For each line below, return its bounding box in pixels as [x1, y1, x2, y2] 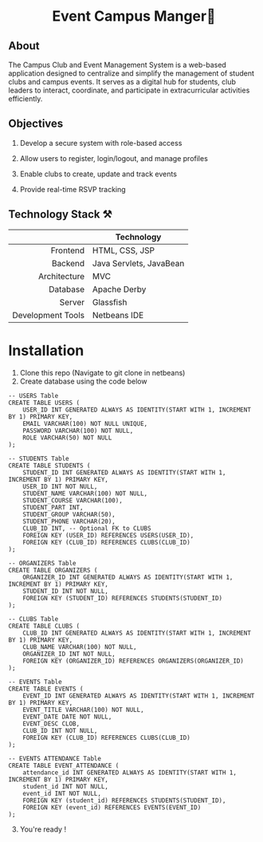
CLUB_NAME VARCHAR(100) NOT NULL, [22, 643, 137, 651]
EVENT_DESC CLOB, [22, 719, 80, 728]
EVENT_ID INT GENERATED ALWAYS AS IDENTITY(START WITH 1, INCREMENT [22, 691, 255, 700]
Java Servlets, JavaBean [92, 258, 185, 269]
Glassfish [92, 297, 128, 308]
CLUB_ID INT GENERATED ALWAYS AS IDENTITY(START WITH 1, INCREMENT [22, 629, 251, 637]
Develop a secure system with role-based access [19, 138, 183, 148]
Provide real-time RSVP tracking [19, 184, 126, 194]
